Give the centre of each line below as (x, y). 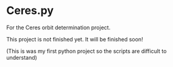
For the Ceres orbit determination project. (58, 27)
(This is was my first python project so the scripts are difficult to (86, 51)
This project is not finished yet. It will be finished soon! (75, 39)
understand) (22, 57)
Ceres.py (30, 11)
